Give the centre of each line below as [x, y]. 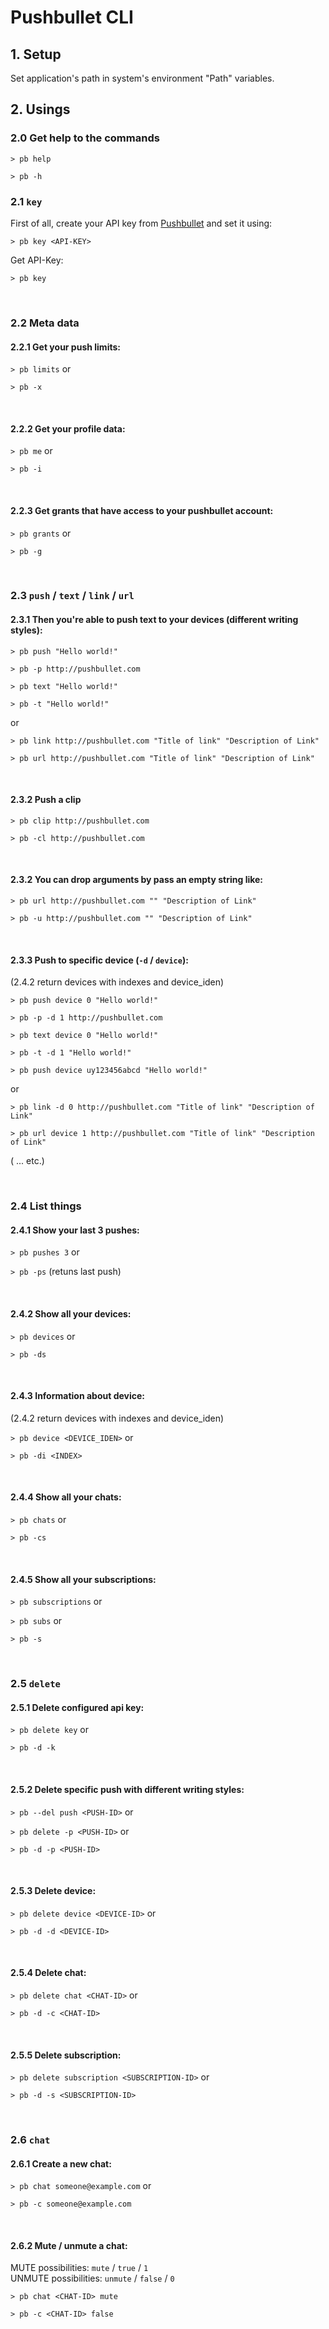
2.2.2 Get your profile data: [68, 428]
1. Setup [36, 54]
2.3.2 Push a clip [46, 800]
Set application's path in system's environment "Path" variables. [142, 78]
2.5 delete [35, 1684]
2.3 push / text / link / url [72, 596]
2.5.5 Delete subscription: [66, 2055]
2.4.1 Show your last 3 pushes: [75, 1230]
